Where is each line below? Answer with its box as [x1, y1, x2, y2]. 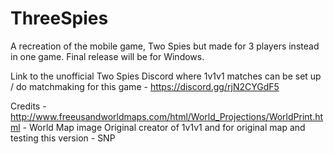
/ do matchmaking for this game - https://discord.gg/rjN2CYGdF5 [10, 80, 280, 92]
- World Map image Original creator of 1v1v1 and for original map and [22, 121, 306, 133]
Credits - [10, 100, 47, 112]
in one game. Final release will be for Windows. [10, 50, 205, 62]
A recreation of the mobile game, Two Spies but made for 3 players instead [10, 40, 320, 52]
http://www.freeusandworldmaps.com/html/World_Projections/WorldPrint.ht [10, 110, 324, 122]
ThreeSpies [10, 7, 109, 30]
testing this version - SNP [10, 132, 116, 144]
